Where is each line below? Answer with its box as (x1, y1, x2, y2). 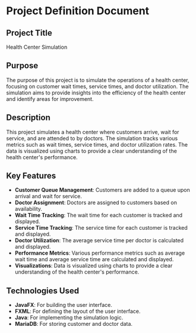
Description (6, 113, 50, 123)
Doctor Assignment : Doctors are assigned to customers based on (14, 199, 177, 206)
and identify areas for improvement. (6, 95, 94, 102)
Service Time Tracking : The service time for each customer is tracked (14, 224, 188, 231)
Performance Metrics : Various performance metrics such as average (14, 249, 185, 256)
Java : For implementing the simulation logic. (14, 314, 124, 321)
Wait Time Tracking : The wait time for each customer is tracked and (14, 212, 183, 219)
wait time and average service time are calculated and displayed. (14, 256, 174, 263)
